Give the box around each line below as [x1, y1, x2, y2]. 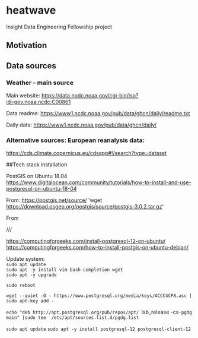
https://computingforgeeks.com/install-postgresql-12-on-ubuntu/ [6, 238, 166, 245]
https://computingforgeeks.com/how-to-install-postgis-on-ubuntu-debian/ [6, 244, 189, 251]
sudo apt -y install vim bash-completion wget [6, 267, 123, 273]
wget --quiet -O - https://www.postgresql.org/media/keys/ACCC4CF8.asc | [6, 293, 193, 299]
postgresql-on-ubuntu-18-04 [6, 185, 77, 192]
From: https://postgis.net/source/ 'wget [6, 197, 103, 204]
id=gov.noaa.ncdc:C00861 [6, 99, 71, 106]
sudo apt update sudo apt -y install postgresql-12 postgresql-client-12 [6, 326, 191, 333]
